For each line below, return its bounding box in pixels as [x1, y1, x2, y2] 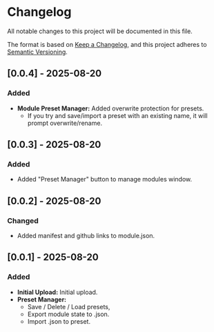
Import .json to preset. [27, 317, 91, 325]
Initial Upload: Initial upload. [17, 288, 98, 296]
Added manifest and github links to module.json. [17, 232, 155, 240]
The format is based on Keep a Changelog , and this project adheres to [7, 40, 207, 48]
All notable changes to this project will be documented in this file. [7, 27, 193, 35]
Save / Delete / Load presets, [27, 302, 110, 311]
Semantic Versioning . [7, 48, 68, 56]
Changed [7, 215, 39, 225]
